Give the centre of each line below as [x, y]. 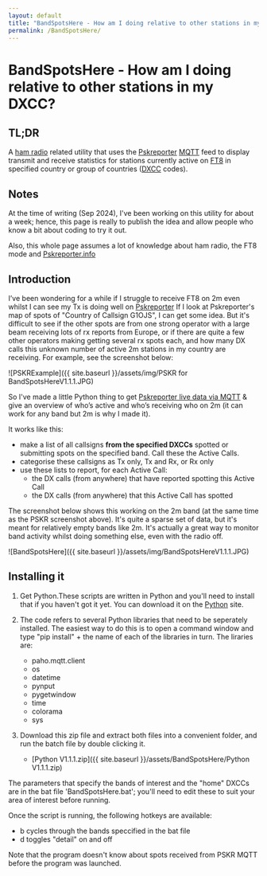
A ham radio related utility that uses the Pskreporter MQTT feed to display [129, 152]
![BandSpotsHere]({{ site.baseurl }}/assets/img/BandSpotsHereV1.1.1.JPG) [129, 551]
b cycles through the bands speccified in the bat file [105, 831]
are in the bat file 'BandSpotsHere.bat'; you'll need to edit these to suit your [132, 791]
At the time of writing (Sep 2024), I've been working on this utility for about [131, 213]
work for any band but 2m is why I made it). [79, 414]
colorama [47, 711]
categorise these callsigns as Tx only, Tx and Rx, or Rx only [117, 461]
